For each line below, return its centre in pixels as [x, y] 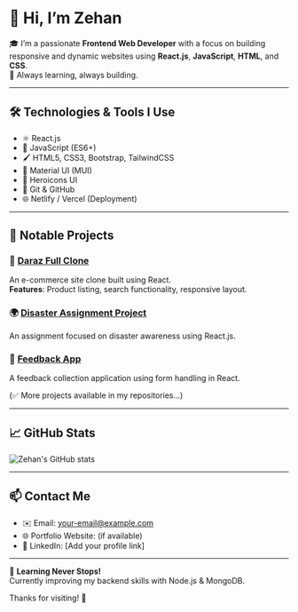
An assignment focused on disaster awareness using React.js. [123, 336]
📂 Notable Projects [62, 236]
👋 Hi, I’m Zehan [66, 18]
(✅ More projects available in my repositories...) [96, 395]
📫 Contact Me [50, 497]
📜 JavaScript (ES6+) [59, 147]
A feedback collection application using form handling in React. [125, 378]
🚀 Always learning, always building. [74, 75]
